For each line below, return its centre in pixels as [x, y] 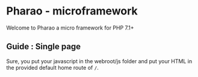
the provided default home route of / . [53, 67]
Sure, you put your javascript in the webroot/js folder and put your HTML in [99, 61]
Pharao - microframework [72, 11]
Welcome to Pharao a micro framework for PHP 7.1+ [70, 28]
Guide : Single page [44, 47]
